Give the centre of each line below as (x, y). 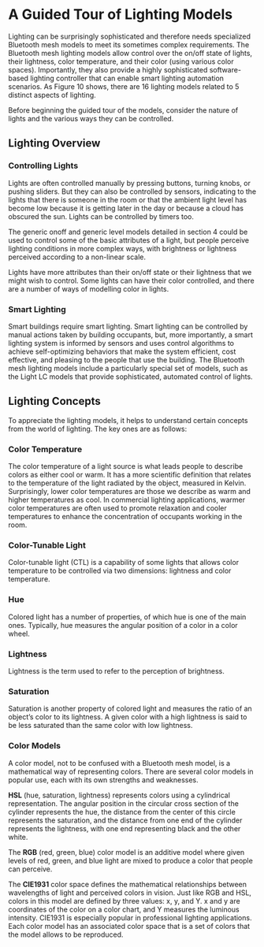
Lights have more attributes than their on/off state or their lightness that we (130, 272)
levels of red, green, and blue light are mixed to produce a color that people (131, 860)
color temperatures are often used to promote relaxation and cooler (117, 508)
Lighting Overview (54, 143)
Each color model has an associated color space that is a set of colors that (129, 926)
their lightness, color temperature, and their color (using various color (121, 61)
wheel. (19, 633)
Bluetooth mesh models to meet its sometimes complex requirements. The (129, 44)
